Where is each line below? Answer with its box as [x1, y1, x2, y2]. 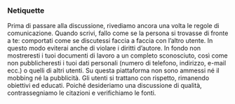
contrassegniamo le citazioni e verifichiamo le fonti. [7, 89, 156, 97]
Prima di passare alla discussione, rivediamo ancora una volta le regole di [7, 22, 220, 30]
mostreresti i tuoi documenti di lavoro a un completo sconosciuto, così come [7, 51, 228, 60]
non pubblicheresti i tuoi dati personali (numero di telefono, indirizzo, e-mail [7, 59, 227, 67]
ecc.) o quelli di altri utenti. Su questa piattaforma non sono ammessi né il [7, 66, 220, 75]
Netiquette [7, 6, 45, 15]
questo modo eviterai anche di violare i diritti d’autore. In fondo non [7, 44, 201, 53]
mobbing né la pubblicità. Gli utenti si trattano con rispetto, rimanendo [7, 74, 210, 82]
